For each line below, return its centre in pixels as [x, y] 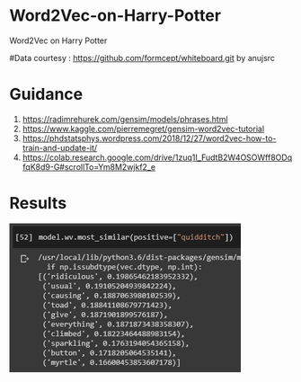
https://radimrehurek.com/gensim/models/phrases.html [125, 119]
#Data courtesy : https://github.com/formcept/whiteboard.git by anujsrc [142, 58]
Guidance [46, 94]
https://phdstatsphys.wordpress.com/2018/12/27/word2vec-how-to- [149, 138]
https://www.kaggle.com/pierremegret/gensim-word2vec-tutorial [143, 129]
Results [38, 204]
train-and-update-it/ [60, 147]
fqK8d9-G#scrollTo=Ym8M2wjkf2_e [89, 166]
